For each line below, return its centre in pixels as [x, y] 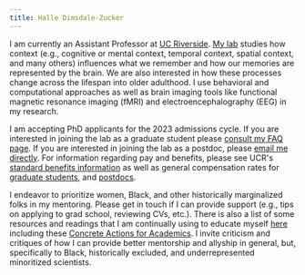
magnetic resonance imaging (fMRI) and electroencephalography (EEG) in [148, 102]
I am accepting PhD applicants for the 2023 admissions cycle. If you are [144, 129]
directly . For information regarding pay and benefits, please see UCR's [142, 157]
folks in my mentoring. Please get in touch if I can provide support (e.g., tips [152, 204]
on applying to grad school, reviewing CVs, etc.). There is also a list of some [152, 213]
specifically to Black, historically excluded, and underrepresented [132, 252]
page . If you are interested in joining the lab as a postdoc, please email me [149, 148]
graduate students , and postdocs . [73, 177]
